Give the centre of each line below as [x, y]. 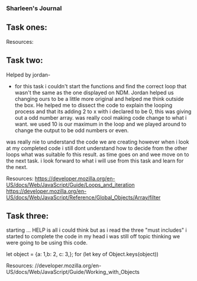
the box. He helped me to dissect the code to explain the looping [93, 105]
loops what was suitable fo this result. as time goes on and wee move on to [98, 154]
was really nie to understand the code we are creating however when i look [98, 142]
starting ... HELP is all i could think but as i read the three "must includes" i [97, 230]
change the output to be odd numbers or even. [72, 130]
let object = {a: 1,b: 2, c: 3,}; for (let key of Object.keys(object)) [82, 254]
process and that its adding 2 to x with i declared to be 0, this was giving [103, 111]
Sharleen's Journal [34, 8]
